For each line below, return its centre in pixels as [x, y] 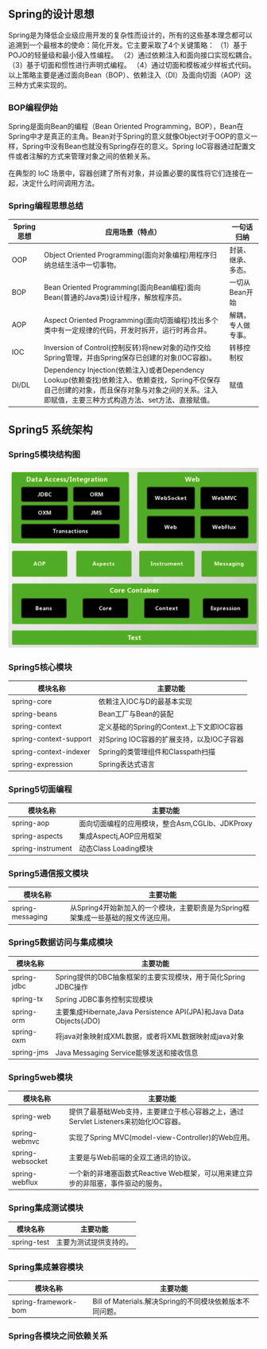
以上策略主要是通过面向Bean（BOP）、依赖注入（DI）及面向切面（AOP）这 [130, 75]
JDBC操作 [72, 986]
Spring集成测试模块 [46, 1208]
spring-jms [30, 1052]
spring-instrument [42, 848]
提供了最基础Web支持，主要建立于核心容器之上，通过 [156, 1111]
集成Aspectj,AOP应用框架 [120, 836]
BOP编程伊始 [33, 108]
